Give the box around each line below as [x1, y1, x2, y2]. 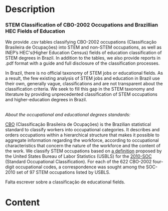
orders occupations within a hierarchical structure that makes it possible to [5, 132, 159, 138]
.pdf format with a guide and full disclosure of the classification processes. [5, 60, 160, 66]
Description [5, 4, 55, 15]
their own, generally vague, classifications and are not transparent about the [5, 81, 163, 87]
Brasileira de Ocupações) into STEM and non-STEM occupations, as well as [5, 44, 162, 51]
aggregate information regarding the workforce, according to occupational [5, 137, 159, 143]
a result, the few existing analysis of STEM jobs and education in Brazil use [5, 75, 160, 81]
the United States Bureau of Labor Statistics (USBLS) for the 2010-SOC [5, 153, 152, 159]
